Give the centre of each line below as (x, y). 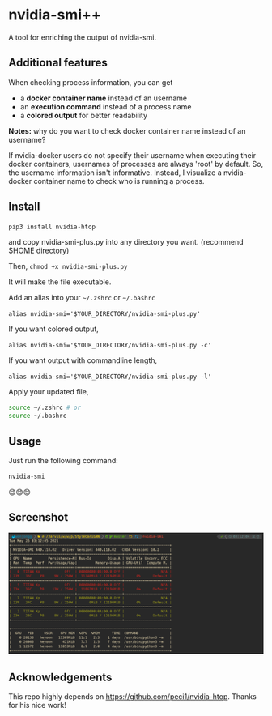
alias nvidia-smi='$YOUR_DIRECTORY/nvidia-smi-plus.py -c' (110, 345)
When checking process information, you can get (91, 82)
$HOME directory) (39, 250)
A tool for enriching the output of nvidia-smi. (82, 37)
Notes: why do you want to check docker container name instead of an (127, 130)
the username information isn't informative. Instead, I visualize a (115, 173)
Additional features (58, 63)
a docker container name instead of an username (104, 98)
